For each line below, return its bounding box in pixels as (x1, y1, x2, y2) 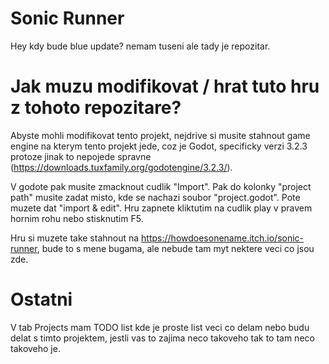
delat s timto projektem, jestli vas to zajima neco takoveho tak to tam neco (10, 332, 315, 344)
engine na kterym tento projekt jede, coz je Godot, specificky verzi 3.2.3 (10, 140, 308, 152)
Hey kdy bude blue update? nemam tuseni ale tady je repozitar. (10, 40, 271, 52)
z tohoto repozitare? (10, 97, 182, 119)
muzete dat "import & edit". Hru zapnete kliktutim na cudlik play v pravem (10, 202, 313, 214)
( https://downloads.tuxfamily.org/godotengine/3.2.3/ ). (10, 161, 233, 173)
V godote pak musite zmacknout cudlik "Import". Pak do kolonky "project (10, 180, 312, 192)
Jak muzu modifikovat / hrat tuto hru (10, 75, 320, 98)
